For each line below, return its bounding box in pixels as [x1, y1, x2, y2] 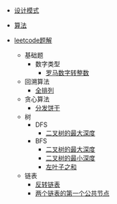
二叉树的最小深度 [45, 154, 96, 162]
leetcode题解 [13, 36, 53, 44]
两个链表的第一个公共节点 [35, 189, 110, 197]
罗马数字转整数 [45, 69, 90, 77]
